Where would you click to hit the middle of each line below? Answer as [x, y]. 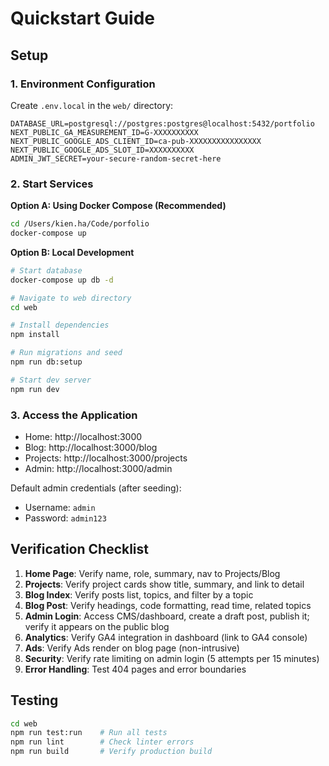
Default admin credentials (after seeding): [96, 488]
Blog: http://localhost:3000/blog [91, 447]
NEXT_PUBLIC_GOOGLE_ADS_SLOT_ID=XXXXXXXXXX [102, 150]
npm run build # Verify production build [111, 752]
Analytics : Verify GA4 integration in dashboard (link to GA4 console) [166, 637]
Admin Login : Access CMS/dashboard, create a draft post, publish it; [167, 616]
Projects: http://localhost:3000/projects [106, 458]
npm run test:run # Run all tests [89, 733]
